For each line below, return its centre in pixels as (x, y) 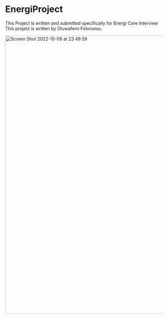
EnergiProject (34, 9)
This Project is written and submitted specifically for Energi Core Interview (82, 23)
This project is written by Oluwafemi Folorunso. (54, 28)
